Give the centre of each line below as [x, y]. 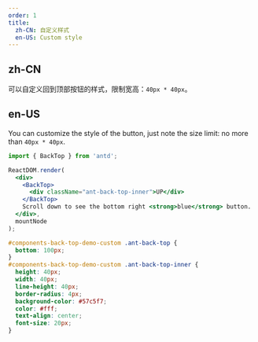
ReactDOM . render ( [37, 170]
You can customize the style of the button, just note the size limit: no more [129, 133]
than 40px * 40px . [37, 142]
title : [19, 23]
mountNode [31, 221]
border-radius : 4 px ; [49, 294]
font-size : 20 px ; [44, 323]
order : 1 [22, 15]
